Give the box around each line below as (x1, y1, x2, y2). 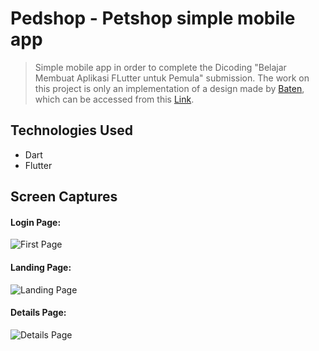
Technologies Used (10, 122, 133, 139)
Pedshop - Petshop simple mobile (10, 7, 296, 30)
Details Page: (10, 307, 67, 319)
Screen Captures (10, 188, 118, 206)
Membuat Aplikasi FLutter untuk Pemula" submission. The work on (34, 72, 310, 84)
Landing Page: (10, 261, 72, 273)
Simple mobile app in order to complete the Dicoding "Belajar (34, 61, 287, 73)
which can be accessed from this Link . (34, 93, 195, 105)
